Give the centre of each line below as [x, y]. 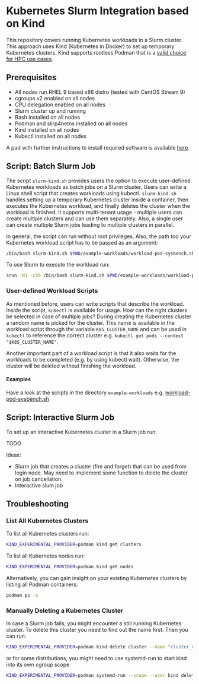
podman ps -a [22, 596]
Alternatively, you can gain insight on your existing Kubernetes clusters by [97, 578]
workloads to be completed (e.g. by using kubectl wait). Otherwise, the [93, 359]
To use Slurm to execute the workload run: [58, 265]
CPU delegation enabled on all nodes [60, 104]
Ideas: [14, 455]
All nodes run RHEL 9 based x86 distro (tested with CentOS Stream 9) [100, 92]
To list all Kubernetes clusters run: [48, 534]
